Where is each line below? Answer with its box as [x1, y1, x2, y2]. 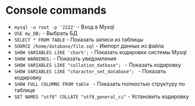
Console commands [5, 4, 106, 17]
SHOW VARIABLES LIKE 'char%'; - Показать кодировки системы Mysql [14, 48, 187, 55]
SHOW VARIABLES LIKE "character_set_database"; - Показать [14, 67, 166, 74]
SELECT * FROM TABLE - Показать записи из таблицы [14, 36, 143, 43]
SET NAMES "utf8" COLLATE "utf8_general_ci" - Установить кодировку [14, 93, 190, 100]
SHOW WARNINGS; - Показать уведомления [14, 55, 117, 62]
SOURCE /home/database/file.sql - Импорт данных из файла [14, 42, 164, 49]
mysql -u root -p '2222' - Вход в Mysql [14, 23, 114, 30]
